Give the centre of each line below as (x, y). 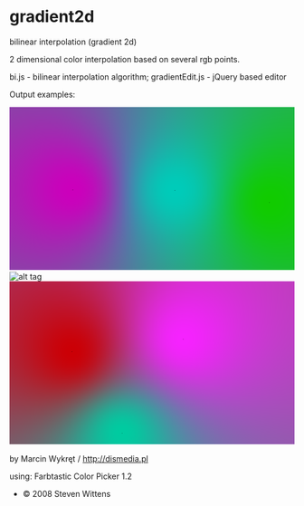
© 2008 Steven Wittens (66, 493)
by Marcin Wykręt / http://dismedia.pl (79, 458)
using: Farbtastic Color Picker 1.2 (71, 476)
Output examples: (43, 94)
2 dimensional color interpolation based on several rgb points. (125, 59)
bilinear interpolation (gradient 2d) (73, 42)
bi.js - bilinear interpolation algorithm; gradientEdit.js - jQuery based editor (148, 76)
